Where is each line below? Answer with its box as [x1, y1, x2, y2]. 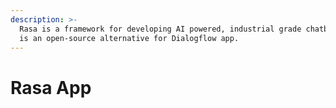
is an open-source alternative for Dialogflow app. [19, 33, 240, 43]
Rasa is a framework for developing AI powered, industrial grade [19, 24, 302, 34]
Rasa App [10, 76, 92, 99]
